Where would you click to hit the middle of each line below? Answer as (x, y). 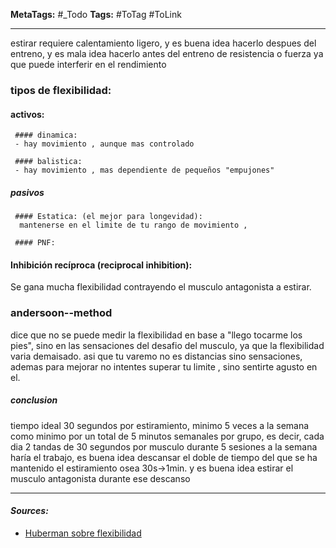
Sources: (29, 511)
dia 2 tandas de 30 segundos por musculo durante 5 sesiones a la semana (164, 446)
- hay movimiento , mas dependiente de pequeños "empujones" (144, 170)
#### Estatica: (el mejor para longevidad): (108, 217)
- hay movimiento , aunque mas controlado (104, 144)
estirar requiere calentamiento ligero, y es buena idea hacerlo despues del (163, 43)
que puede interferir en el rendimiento (88, 64)
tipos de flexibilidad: (61, 90)
